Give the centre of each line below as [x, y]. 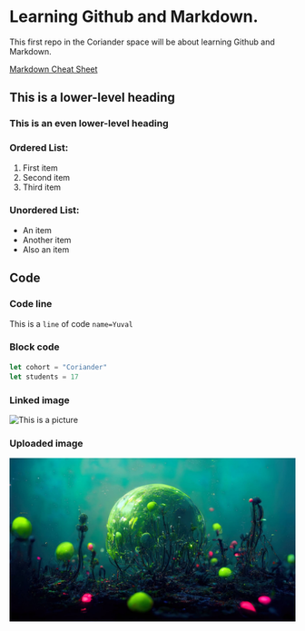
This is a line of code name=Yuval [71, 323]
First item [40, 168]
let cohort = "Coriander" [58, 367]
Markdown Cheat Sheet [54, 69]
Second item [46, 177]
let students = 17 [44, 377]
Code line [31, 304]
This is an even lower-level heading [89, 123]
